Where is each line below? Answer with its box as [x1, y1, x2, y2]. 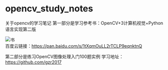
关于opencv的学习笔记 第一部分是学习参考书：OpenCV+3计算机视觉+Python [5, 20, 163, 26]
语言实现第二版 [5, 26, 36, 32]
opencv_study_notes [5, 3, 93, 14]
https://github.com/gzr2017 [5, 59, 62, 65]
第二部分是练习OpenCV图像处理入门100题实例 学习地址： [5, 53, 124, 60]
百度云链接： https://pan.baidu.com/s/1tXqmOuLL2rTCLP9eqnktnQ [5, 43, 142, 49]
